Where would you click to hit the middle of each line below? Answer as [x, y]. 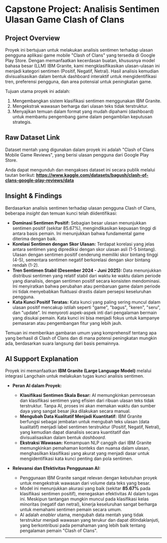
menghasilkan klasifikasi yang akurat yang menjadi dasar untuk [84, 454]
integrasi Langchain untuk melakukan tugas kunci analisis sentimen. [75, 376]
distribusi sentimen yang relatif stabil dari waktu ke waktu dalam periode [86, 275]
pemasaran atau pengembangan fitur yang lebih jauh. [67, 323]
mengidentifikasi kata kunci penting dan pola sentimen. [76, 459]
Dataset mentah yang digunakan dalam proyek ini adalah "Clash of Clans [80, 150]
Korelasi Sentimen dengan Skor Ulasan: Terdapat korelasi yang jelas [83, 244]
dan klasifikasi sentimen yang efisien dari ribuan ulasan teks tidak [87, 400]
